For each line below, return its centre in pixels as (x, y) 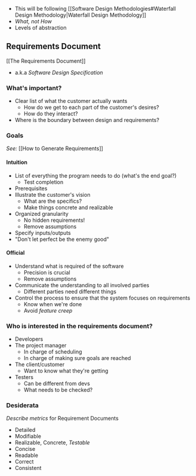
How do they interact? (51, 114)
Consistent (28, 468)
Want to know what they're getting (66, 371)
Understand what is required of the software (69, 266)
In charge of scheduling (53, 352)
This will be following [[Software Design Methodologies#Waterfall (95, 9)
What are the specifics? (53, 201)
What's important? (34, 88)
